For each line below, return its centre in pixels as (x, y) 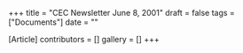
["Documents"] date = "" (53, 22)
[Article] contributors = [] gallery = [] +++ (84, 39)
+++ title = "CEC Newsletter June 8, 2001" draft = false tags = (122, 13)
